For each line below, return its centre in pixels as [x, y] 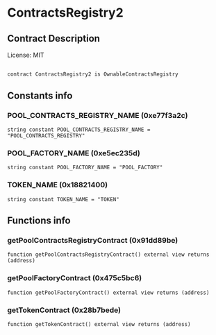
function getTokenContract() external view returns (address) [99, 324]
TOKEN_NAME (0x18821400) [58, 185]
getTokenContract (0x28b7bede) [64, 310]
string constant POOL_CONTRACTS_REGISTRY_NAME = [79, 130]
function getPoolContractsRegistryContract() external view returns [108, 255]
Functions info [39, 221]
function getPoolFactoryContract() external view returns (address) [108, 293]
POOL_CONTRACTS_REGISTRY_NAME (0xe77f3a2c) [98, 115]
